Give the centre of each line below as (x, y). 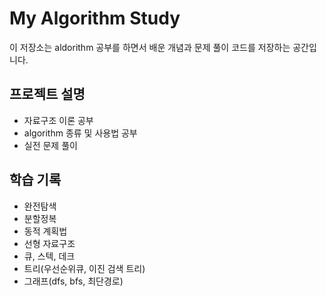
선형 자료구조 (49, 243)
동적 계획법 (45, 231)
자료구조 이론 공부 (58, 120)
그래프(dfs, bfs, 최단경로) (73, 281)
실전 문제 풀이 (50, 145)
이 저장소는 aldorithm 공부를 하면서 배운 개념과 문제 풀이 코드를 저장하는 (150, 47)
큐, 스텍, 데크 (49, 256)
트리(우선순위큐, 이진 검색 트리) (84, 268)
